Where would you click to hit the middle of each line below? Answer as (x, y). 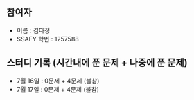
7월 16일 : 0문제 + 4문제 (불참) (58, 81)
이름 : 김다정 (33, 30)
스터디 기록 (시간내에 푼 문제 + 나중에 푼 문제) (97, 63)
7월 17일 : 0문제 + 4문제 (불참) (58, 89)
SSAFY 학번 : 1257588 (47, 39)
